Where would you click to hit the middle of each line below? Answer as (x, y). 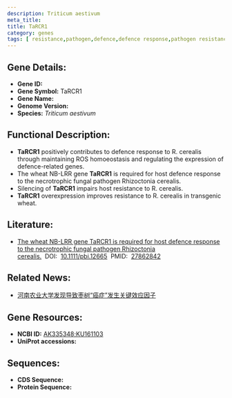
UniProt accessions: (47, 341)
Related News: (39, 277)
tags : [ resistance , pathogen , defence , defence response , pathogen (101, 39)
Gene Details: (37, 67)
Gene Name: (35, 98)
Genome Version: (43, 106)
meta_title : (24, 20)
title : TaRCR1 (28, 26)
